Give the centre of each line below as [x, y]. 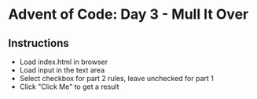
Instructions [39, 43]
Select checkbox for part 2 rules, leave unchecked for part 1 [116, 78]
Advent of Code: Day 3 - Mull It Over [128, 14]
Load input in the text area [62, 70]
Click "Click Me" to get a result [69, 87]
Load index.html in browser [64, 62]
